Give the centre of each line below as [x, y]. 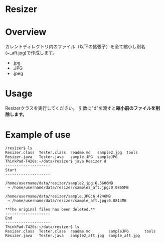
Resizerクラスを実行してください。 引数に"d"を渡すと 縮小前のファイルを [80, 108]
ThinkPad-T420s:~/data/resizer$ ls [42, 227]
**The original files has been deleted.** [50, 209]
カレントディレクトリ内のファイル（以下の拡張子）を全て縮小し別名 [75, 46]
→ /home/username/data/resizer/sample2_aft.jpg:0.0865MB [68, 187]
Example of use [38, 135]
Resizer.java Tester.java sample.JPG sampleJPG [61, 157]
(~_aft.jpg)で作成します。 [31, 53]
